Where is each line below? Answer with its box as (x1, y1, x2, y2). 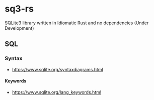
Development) (5, 25, 34, 31)
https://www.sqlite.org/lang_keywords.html (12, 89, 102, 95)
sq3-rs (5, 3, 34, 15)
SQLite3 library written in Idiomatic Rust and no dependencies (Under (5, 20, 149, 26)
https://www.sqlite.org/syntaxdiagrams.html (12, 66, 104, 72)
